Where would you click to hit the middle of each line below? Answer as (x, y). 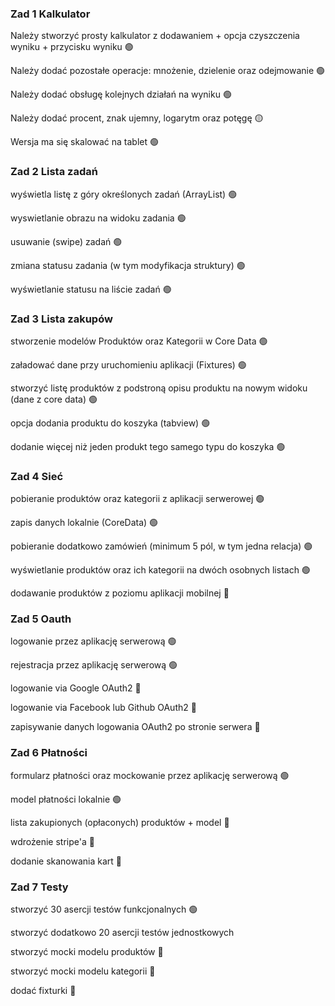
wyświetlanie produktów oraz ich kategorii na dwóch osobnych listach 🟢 (160, 570)
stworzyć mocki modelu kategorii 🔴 (83, 971)
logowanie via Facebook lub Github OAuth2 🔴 (103, 708)
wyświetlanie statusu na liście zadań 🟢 (91, 289)
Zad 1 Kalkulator (50, 14)
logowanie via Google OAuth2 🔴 (76, 688)
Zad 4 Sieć (37, 476)
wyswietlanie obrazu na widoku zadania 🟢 (98, 218)
